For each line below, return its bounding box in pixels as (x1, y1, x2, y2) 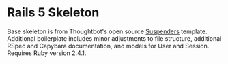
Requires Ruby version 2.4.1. (7, 49, 87, 57)
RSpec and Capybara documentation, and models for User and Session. (7, 42, 210, 50)
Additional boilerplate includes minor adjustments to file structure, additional (7, 34, 222, 42)
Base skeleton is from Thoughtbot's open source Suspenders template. (7, 27, 208, 35)
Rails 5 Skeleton (7, 5, 100, 20)
